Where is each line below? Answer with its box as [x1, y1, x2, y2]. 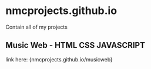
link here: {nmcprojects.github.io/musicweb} [5, 56, 113, 63]
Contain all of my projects [5, 23, 68, 30]
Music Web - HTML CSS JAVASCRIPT [5, 40, 145, 50]
